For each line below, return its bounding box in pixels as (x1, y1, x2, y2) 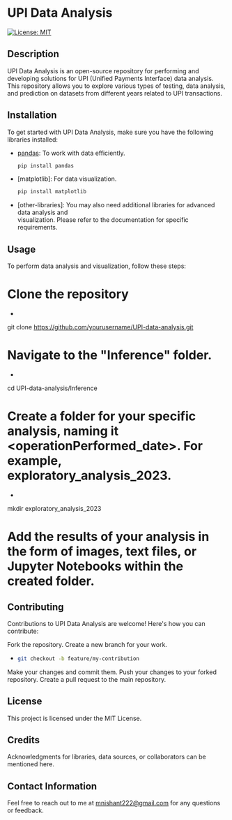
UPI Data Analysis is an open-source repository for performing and (7, 66, 200, 75)
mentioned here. (7, 760, 54, 768)
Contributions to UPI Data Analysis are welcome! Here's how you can (7, 619, 206, 627)
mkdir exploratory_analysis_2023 (7, 504, 102, 512)
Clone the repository (7, 286, 129, 302)
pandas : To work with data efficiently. (17, 149, 125, 157)
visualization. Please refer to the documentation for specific (17, 216, 190, 224)
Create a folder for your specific (7, 408, 196, 424)
